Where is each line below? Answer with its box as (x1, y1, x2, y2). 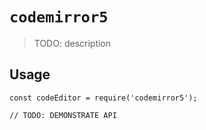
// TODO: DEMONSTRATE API (9, 110, 117, 120)
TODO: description (33, 37, 112, 49)
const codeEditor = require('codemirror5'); (9, 93, 198, 103)
